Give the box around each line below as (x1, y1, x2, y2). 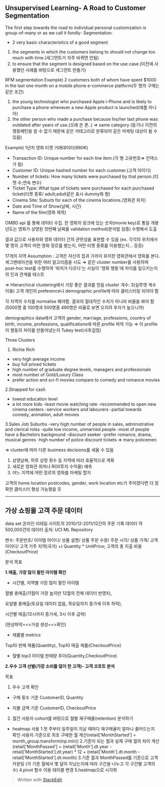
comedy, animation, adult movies (12, 411, 80, 417)
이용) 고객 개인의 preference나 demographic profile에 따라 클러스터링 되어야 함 (5, 288, 159, 294)
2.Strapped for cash (5, 386, 46, 392)
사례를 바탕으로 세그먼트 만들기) (25, 67, 86, 73)
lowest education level (12, 396, 58, 402)
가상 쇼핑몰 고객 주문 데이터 (5, 507, 82, 515)
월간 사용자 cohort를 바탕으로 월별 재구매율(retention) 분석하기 (12, 715, 134, 721)
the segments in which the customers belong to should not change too (12, 49, 156, 54)
